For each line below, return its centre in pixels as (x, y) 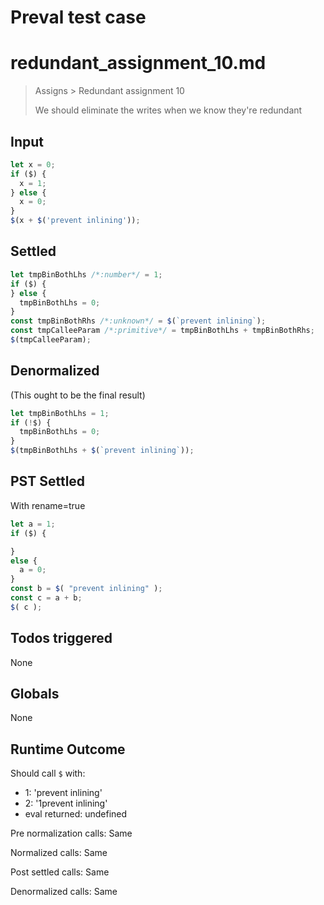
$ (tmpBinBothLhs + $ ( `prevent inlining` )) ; (102, 451)
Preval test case (78, 17)
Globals (35, 693)
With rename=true (48, 505)
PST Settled (48, 481)
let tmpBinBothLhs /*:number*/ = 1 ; (86, 274)
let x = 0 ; (33, 164)
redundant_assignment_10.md (138, 63)
